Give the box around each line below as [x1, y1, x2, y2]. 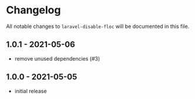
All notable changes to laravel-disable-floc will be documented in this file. [6, 23, 190, 30]
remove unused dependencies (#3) [14, 55, 100, 62]
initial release [14, 87, 47, 94]
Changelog [6, 3, 61, 17]
